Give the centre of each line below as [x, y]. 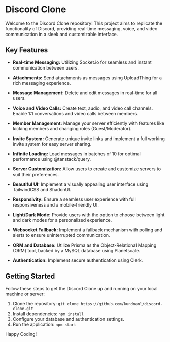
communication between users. [46, 67]
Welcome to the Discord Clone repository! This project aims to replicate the [84, 23]
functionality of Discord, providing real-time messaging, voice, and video [81, 28]
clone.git [23, 309]
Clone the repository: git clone [45, 303]
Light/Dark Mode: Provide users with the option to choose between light [89, 215]
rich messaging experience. [42, 83]
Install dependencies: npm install [48, 314]
